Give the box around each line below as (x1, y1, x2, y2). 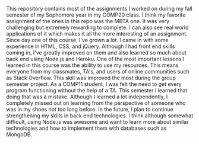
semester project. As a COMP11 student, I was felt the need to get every (6, 81, 182, 88)
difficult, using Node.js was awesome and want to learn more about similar (6, 119, 189, 125)
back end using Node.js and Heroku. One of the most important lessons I (6, 56, 185, 62)
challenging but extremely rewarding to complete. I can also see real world (6, 24, 189, 31)
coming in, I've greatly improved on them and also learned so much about (6, 49, 187, 56)
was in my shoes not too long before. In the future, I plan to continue (6, 106, 173, 113)
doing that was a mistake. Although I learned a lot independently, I (6, 93, 168, 100)
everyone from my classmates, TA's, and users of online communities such (6, 68, 189, 75)
